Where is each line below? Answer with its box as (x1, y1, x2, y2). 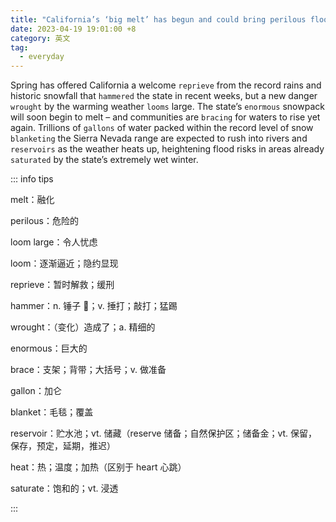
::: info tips (10, 173, 54, 185)
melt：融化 (10, 194, 55, 206)
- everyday (19, 52, 65, 62)
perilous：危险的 (10, 215, 79, 227)
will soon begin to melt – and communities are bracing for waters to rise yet (10, 111, 321, 123)
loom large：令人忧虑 (10, 236, 98, 248)
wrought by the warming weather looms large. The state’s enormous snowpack (10, 101, 325, 113)
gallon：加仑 (10, 385, 62, 397)
